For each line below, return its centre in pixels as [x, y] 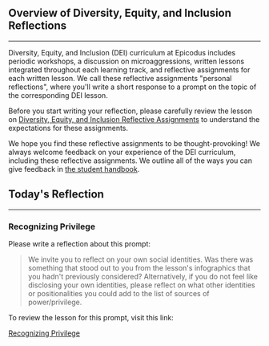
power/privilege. [55, 302]
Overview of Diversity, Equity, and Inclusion [120, 13]
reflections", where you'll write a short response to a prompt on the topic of [132, 87]
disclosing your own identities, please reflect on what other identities [141, 285]
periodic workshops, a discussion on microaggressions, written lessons [126, 61]
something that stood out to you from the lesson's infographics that [139, 267]
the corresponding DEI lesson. [58, 95]
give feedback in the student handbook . [74, 169]
